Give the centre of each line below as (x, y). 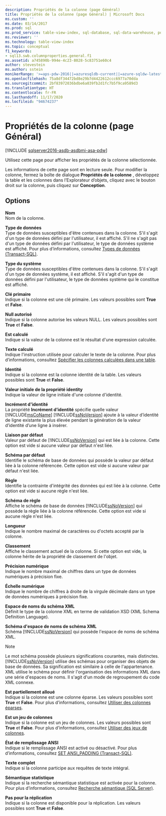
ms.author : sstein (24, 70)
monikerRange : (20, 74)
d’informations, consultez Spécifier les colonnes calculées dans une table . (81, 360)
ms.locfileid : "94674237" (32, 102)
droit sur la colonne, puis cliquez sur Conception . (56, 186)
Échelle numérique (25, 586)
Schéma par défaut (25, 455)
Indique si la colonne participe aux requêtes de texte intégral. (67, 768)
